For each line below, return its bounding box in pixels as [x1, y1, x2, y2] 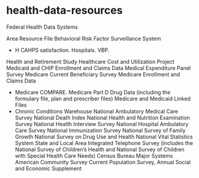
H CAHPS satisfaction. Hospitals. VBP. [14, 46, 110, 54]
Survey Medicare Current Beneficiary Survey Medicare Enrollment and [6, 70, 180, 78]
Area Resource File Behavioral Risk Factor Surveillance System [6, 35, 161, 42]
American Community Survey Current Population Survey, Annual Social [14, 158, 191, 165]
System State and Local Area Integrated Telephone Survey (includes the [14, 139, 194, 146]
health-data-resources [6, 4, 123, 17]
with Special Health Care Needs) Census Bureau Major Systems [14, 152, 173, 159]
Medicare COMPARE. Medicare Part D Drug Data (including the [14, 88, 171, 96]
